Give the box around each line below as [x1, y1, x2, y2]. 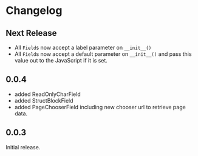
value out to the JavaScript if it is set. [14, 57, 108, 64]
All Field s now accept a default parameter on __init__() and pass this [14, 50, 192, 58]
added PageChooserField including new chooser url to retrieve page [14, 103, 186, 110]
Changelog [5, 4, 63, 18]
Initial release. [5, 143, 41, 151]
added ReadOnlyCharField [14, 90, 81, 98]
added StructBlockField [14, 97, 73, 104]
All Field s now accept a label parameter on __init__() [14, 44, 152, 51]
